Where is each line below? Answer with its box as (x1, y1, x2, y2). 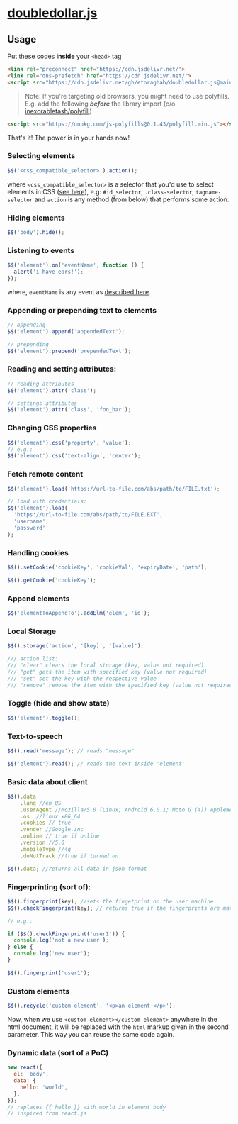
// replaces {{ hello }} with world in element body (7, 1103, 166, 1111)
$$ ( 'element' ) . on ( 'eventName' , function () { (7, 262, 144, 269)
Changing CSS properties (7, 423, 97, 433)
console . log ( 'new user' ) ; (13, 950, 91, 957)
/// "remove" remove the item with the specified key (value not (7, 681, 204, 689)
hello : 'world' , (20, 1084, 69, 1091)
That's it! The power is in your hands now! (7, 133, 130, 142)
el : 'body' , (13, 1071, 50, 1078)
